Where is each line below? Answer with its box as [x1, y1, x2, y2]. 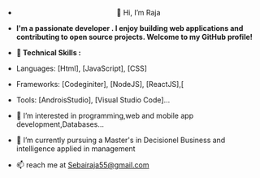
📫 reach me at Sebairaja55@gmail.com [15, 160, 149, 170]
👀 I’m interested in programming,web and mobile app [15, 111, 193, 120]
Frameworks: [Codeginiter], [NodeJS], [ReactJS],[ [15, 80, 184, 89]
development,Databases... [15, 119, 104, 129]
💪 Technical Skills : [15, 48, 81, 57]
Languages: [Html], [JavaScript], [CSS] [15, 63, 148, 73]
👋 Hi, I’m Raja [116, 8, 161, 17]
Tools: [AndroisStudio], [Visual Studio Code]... [15, 95, 171, 105]
